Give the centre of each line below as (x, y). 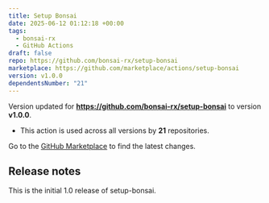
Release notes (45, 171)
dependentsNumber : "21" (48, 83)
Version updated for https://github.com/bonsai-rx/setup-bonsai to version (135, 106)
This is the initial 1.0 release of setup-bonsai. (83, 191)
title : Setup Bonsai (43, 16)
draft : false (30, 53)
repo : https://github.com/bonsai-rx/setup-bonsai (93, 61)
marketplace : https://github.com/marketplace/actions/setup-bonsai (124, 68)
